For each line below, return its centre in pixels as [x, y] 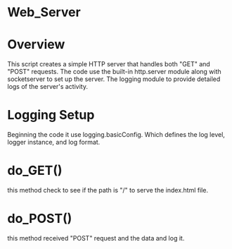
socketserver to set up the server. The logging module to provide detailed [114, 79]
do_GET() [35, 171]
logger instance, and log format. [54, 142]
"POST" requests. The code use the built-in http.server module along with [114, 72]
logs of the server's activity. [47, 87]
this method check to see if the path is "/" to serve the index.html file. [108, 190]
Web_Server [44, 12]
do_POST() [40, 219]
